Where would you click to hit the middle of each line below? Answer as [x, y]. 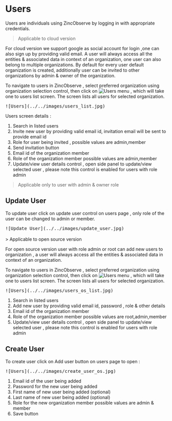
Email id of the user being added [47, 381]
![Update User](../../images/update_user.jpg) [65, 228]
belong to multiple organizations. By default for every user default [75, 65]
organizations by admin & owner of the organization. [60, 75]
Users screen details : [28, 116]
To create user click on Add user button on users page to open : [73, 361]
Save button [25, 413]
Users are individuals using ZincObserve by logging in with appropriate [80, 23]
